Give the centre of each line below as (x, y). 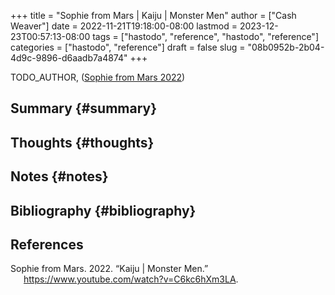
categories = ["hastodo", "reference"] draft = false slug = (128, 47)
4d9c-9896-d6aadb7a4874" (69, 58)
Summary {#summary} (84, 108)
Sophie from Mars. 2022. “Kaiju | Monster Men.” (109, 269)
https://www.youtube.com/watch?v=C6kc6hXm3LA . (131, 279)
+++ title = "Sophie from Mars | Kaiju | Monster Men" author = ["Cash (153, 15)
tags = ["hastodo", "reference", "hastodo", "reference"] (206, 36)
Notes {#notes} (59, 176)
